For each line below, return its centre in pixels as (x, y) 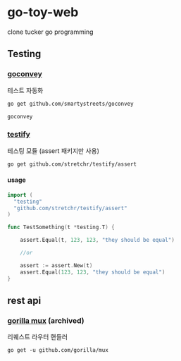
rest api (24, 300)
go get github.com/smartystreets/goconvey (70, 104)
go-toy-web (43, 12)
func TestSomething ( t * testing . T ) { (61, 227)
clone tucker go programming (50, 32)
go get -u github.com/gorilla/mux (58, 350)
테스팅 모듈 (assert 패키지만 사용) (54, 151)
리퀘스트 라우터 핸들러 (38, 337)
